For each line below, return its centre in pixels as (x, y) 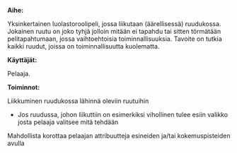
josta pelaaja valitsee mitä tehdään (68, 122)
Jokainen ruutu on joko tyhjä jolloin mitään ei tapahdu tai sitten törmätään (114, 31)
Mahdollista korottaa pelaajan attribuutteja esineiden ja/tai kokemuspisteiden (119, 136)
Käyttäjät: (22, 60)
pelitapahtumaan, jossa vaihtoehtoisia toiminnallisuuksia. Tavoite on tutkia (115, 39)
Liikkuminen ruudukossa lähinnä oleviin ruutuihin (78, 101)
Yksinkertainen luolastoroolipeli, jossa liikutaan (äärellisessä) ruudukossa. (114, 24)
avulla (16, 143)
